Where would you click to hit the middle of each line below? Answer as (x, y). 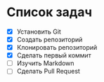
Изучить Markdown (45, 63)
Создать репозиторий (50, 40)
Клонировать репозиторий (57, 48)
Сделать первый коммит (54, 55)
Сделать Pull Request (48, 71)
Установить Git (39, 32)
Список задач (50, 12)
